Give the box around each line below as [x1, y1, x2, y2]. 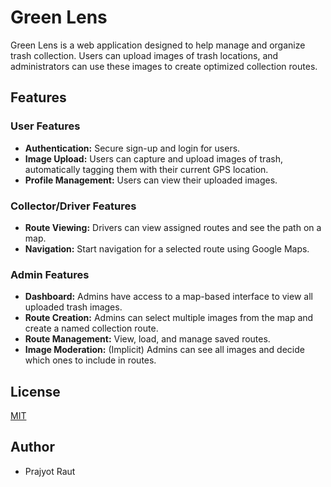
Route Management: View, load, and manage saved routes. [24, 333, 271, 345]
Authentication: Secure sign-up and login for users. [24, 142, 241, 154]
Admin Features [10, 267, 90, 281]
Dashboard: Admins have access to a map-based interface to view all [24, 291, 313, 303]
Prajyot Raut [24, 465, 76, 477]
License [10, 383, 61, 400]
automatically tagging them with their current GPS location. [24, 163, 269, 175]
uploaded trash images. [24, 301, 123, 313]
